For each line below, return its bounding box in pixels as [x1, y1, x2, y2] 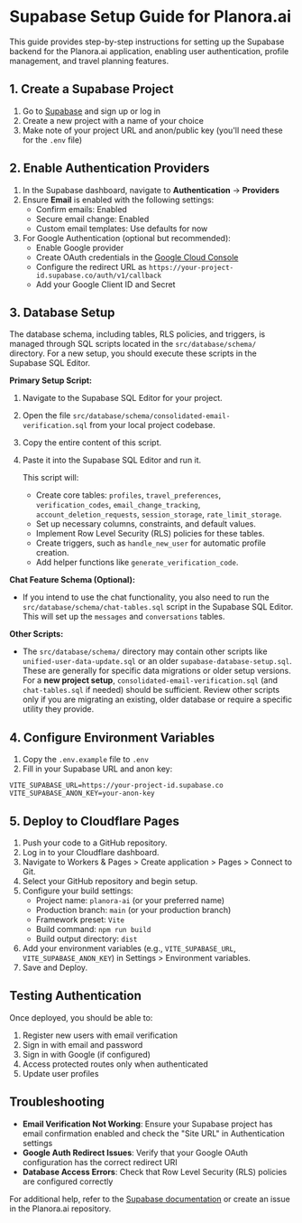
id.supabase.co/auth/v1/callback [35, 271, 162, 280]
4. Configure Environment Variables [9, 730, 215, 745]
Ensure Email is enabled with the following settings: [22, 194, 215, 205]
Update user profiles [22, 1068, 99, 1078]
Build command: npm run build [35, 924, 151, 934]
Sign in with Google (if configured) [22, 1049, 151, 1060]
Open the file [22, 410, 71, 421]
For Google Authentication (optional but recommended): [22, 232, 232, 243]
